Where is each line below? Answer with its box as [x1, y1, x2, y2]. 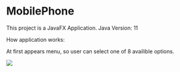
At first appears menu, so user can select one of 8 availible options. [6, 47, 175, 55]
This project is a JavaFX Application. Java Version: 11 [6, 24, 138, 31]
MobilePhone [6, 4, 74, 18]
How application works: [6, 36, 65, 43]
